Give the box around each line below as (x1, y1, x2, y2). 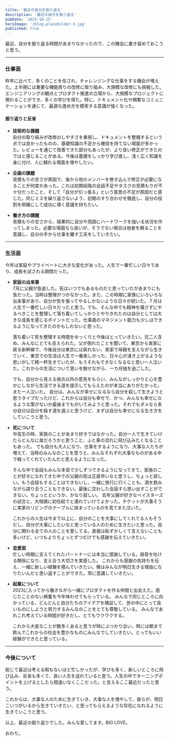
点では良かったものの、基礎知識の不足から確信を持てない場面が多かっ (12, 140, 158, 146)
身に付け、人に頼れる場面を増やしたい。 (12, 159, 97, 165)
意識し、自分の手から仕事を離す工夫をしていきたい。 (12, 231, 123, 237)
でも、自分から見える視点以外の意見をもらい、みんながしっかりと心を (12, 376, 158, 382)
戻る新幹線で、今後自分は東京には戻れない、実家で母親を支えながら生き (12, 346, 162, 352)
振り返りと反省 (5, 115, 36, 121)
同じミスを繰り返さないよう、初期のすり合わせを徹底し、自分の (26, 195, 158, 201)
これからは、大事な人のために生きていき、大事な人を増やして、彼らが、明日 (5, 696, 163, 702)
